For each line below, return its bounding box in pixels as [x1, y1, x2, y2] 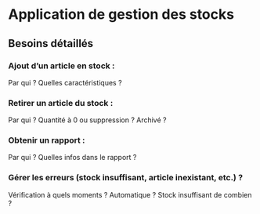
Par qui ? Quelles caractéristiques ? [8, 78, 123, 87]
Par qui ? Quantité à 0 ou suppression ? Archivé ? [8, 115, 167, 125]
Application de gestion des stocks [8, 5, 235, 24]
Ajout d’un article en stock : [8, 60, 115, 71]
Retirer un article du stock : [8, 97, 114, 108]
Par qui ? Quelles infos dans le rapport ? [8, 153, 137, 162]
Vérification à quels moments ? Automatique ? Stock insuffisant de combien [8, 190, 252, 199]
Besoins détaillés [8, 37, 94, 50]
